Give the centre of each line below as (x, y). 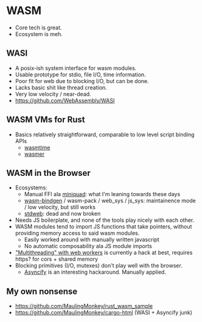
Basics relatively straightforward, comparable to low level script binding (105, 134)
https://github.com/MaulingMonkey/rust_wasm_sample (84, 306)
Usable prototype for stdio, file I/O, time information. (80, 75)
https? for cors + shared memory (57, 259)
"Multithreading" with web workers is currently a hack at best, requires (104, 253)
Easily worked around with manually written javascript (92, 240)
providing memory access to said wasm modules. (77, 233)
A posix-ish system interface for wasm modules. (76, 68)
